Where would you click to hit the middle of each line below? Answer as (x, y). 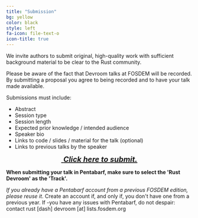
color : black (22, 22)
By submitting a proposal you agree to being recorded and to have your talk (98, 80)
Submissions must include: (39, 97)
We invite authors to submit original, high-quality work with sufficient (90, 56)
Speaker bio (29, 134)
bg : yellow (20, 17)
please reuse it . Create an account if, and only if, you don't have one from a (98, 196)
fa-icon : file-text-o (33, 34)
